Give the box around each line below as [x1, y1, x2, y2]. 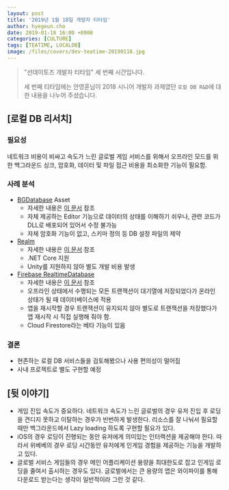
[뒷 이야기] [7, 387, 50, 399]
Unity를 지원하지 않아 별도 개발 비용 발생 [27, 262, 135, 271]
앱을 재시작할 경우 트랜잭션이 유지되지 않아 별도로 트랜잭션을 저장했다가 [27, 304, 217, 312]
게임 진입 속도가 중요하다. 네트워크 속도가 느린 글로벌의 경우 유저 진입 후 [16, 406, 208, 415]
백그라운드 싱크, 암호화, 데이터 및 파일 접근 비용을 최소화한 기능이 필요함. [14, 160, 207, 169]
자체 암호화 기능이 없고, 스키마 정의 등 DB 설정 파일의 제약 [27, 229, 181, 237]
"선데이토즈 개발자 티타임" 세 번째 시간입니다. [23, 68, 145, 76]
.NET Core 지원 [27, 254, 70, 262]
